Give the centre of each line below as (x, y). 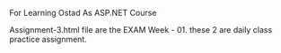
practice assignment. (48, 39)
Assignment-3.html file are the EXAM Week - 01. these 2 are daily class (141, 30)
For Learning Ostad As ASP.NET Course (83, 13)
